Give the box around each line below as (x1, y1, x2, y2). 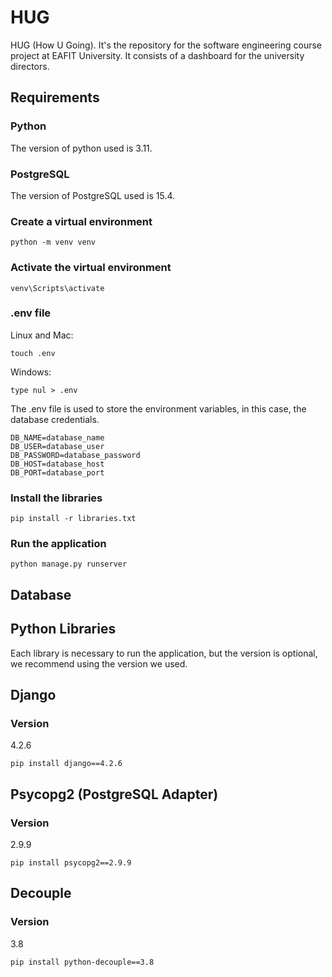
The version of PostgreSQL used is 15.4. (10, 189, 176, 201)
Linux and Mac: (10, 329, 74, 341)
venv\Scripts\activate (10, 283, 105, 293)
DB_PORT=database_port (10, 467, 105, 478)
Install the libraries (10, 491, 103, 505)
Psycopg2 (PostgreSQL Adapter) (10, 786, 219, 803)
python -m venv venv (10, 237, 97, 248)
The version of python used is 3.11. (10, 142, 153, 154)
